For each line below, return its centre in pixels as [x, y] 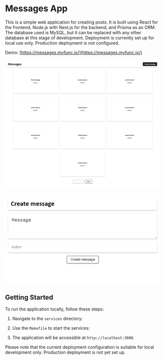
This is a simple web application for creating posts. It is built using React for [82, 22]
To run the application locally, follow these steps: [55, 309]
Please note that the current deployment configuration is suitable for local [80, 347]
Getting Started [29, 297]
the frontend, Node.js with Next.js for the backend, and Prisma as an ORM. [81, 27]
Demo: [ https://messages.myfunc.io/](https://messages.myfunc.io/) [74, 52]
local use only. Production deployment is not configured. [62, 43]
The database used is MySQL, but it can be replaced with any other [73, 32]
